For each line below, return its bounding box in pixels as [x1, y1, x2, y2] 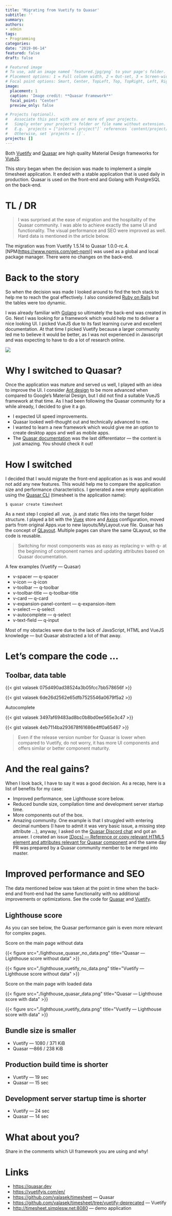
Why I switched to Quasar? [5, 365, 122, 376]
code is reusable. [5, 533, 42, 539]
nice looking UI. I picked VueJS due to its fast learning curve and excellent [5, 320, 162, 327]
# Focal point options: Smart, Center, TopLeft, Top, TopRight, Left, [5, 79, 159, 84]
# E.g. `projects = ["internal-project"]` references [5, 126, 127, 131]
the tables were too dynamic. [5, 300, 67, 306]
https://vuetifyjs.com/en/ [12, 1189, 66, 1195]
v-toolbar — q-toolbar [12, 584, 59, 591]
